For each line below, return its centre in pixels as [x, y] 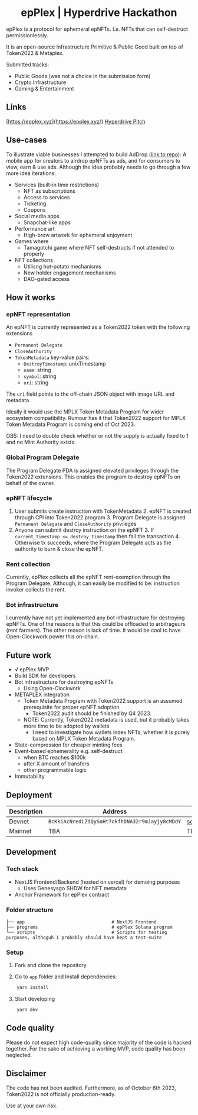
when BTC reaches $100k [55, 758]
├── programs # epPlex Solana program [89, 927]
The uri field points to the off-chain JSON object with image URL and [90, 394]
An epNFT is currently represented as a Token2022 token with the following [98, 327]
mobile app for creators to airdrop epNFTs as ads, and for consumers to [93, 160]
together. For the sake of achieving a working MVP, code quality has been [96, 1048]
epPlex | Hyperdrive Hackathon [99, 13]
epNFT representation [38, 314]
